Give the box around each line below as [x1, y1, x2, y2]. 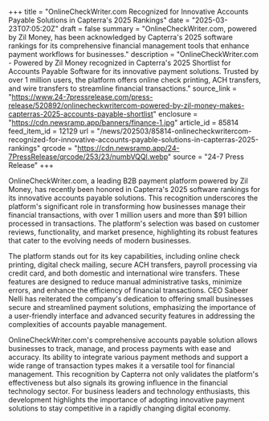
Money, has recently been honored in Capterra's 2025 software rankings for [8, 185, 261, 194]
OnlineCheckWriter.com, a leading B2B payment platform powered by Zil [8, 176, 249, 186]
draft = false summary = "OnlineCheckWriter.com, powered [59, 24, 257, 33]
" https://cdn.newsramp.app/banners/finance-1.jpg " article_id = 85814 [8, 118, 239, 127]
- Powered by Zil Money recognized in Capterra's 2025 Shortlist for [8, 58, 231, 67]
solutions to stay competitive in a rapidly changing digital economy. [8, 403, 231, 413]
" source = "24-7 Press [167, 152, 245, 161]
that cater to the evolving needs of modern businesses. [8, 236, 191, 245]
